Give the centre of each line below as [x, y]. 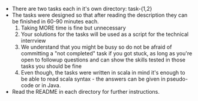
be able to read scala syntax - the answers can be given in [93, 79]
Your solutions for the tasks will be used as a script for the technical [105, 34]
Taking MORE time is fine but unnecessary [73, 28]
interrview [33, 41]
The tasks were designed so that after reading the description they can [100, 15]
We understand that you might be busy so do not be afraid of [96, 47]
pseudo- [177, 79]
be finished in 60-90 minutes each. [55, 21]
